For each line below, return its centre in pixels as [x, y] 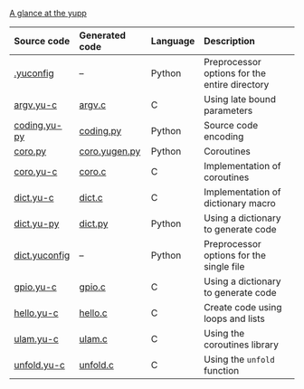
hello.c [93, 313]
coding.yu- [38, 125]
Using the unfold [239, 359]
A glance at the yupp [48, 13]
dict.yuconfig [42, 255]
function [221, 370]
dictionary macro [239, 203]
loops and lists [234, 318]
